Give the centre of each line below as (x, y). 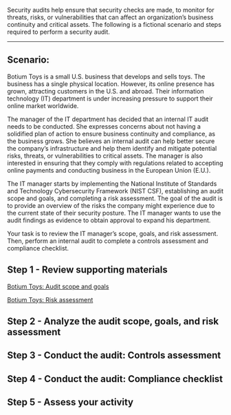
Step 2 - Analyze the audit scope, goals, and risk (113, 322)
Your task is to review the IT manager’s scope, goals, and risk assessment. (113, 233)
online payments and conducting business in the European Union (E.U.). (109, 170)
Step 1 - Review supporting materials (87, 270)
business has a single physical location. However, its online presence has (111, 84)
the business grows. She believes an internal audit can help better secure (111, 141)
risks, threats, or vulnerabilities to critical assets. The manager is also (105, 156)
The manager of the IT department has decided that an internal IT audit (108, 119)
